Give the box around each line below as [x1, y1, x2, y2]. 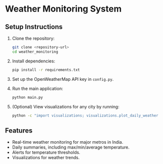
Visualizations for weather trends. [12, 155, 80, 161]
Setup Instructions [5, 23, 63, 31]
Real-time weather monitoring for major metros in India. [12, 139, 124, 145]
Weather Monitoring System [5, 3, 122, 15]
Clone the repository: [12, 35, 55, 41]
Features [5, 126, 33, 134]
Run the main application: [12, 86, 63, 91]
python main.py [12, 95, 43, 100]
